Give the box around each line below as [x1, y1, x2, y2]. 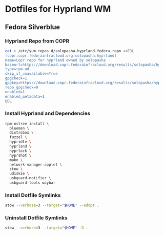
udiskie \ [9, 171, 29, 176]
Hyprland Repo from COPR [5, 38, 69, 44]
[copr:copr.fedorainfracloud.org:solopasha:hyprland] [5, 53, 117, 58]
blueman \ [9, 126, 29, 130]
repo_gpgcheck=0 [5, 85, 38, 90]
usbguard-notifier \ [9, 176, 51, 181]
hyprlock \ [9, 148, 32, 153]
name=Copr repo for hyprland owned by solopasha [5, 58, 106, 63]
